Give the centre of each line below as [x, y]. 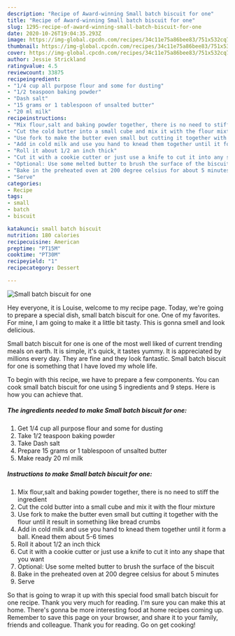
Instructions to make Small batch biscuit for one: [80, 474]
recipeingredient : [34, 79]
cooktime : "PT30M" [34, 255]
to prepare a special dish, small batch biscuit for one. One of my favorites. [114, 315]
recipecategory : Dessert [43, 268]
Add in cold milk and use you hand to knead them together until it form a [121, 529]
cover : [17, 53]
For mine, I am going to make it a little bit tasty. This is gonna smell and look [116, 322]
